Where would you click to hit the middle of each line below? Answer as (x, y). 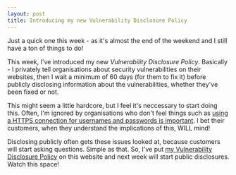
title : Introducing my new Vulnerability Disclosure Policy (98, 20)
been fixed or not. (33, 92)
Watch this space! (33, 164)
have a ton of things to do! (45, 48)
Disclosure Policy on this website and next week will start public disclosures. (118, 157)
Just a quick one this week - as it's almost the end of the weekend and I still (117, 40)
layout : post (26, 14)
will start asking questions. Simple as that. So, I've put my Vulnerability (110, 149)
